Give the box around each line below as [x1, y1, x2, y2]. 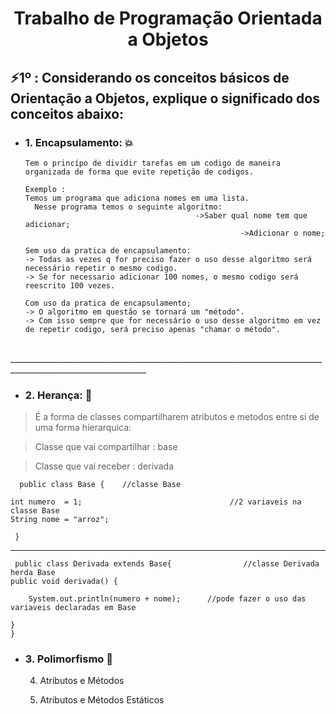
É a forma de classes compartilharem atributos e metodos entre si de [34, 411, 320, 423]
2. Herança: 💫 [24, 388, 93, 402]
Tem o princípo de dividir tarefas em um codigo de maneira [24, 158, 281, 168]
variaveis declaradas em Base [10, 603, 137, 613]
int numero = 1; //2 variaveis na [10, 497, 302, 507]
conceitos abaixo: [10, 105, 125, 122]
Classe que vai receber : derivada [34, 460, 174, 472]
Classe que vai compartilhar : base [34, 441, 178, 453]
